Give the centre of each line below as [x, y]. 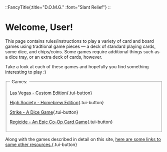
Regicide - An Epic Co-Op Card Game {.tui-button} [61, 122]
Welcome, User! [39, 27]
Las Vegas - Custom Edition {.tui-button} [51, 93]
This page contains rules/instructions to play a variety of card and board [79, 41]
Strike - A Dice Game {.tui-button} [44, 112]
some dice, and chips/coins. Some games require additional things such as [82, 51]
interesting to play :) [26, 72]
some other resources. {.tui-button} [41, 145]
